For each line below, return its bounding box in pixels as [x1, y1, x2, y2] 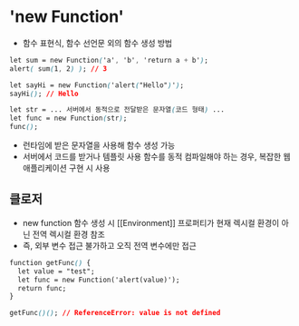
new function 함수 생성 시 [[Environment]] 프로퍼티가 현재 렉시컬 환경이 [22, 217, 280, 228]
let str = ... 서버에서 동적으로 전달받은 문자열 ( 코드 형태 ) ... [9, 105, 225, 114]
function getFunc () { [9, 258, 92, 267]
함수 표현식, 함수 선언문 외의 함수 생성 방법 [22, 37, 173, 48]
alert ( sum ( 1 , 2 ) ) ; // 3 [9, 64, 107, 74]
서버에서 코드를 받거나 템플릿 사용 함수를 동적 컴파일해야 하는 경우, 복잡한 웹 [22, 152, 292, 163]
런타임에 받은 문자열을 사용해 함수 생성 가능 [22, 140, 176, 151]
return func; [17, 283, 67, 292]
